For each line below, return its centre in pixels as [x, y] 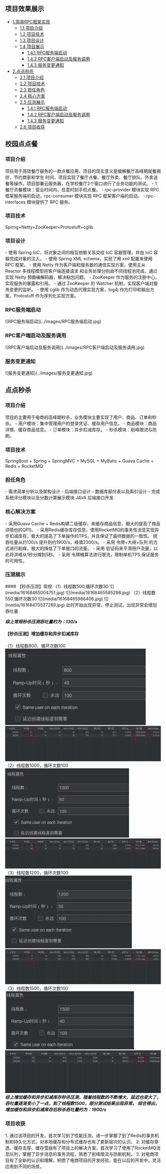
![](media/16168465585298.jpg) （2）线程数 [111, 592]
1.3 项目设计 [32, 40]
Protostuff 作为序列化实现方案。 [46, 296]
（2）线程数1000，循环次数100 [37, 765]
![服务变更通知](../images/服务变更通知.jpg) [49, 373]
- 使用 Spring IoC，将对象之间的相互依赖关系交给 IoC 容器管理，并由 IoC [79, 253]
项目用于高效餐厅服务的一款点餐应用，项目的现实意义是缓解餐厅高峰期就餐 [81, 171]
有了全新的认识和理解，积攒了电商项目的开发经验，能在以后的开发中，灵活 [85, 1160]
